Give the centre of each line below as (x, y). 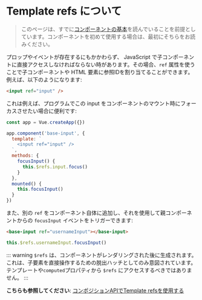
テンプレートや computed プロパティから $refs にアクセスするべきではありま (99, 270)
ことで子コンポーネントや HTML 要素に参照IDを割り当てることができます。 (100, 72)
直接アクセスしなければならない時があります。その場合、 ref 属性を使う (106, 64)
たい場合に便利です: (52, 110)
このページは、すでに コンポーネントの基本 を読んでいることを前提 (103, 29)
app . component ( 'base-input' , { (46, 133)
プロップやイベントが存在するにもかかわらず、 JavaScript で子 (84, 57)
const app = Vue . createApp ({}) (46, 122)
